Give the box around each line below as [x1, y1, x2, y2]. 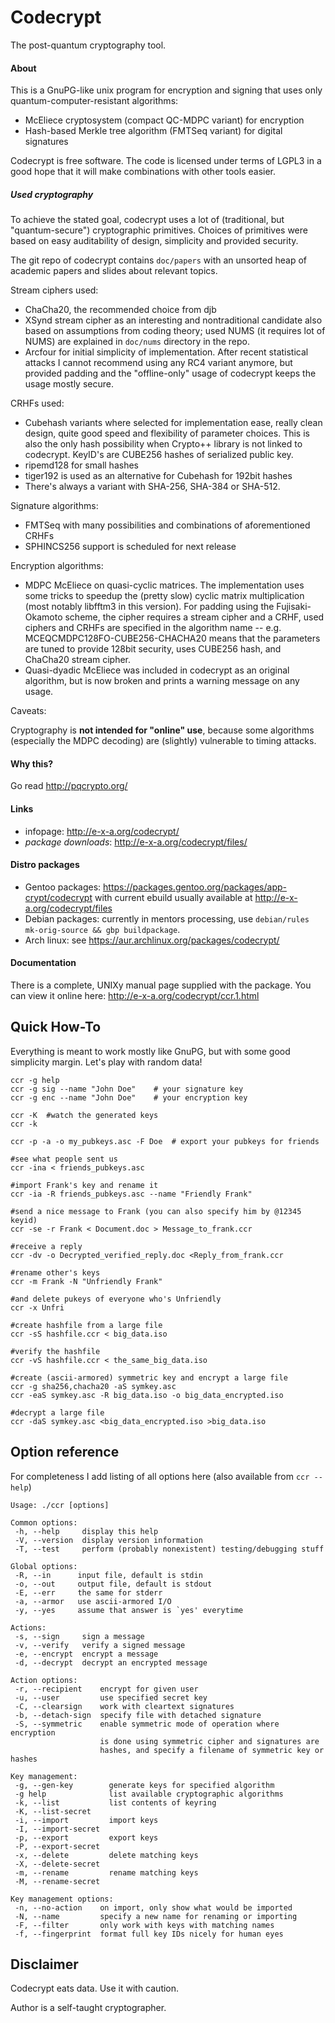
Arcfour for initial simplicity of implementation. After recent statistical [24, 346, 309, 358]
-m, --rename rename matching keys [14, 1867, 199, 1878]
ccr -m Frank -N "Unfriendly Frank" [10, 1276, 163, 1286]
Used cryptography [10, 188, 94, 200]
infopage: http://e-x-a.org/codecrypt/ [24, 825, 180, 837]
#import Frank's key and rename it [10, 1180, 159, 1190]
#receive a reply [10, 1241, 83, 1251]
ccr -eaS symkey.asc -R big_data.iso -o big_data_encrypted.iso [10, 1390, 284, 1400]
